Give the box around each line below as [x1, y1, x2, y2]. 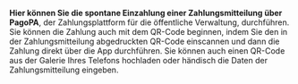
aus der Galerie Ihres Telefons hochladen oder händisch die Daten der [9, 55, 268, 65]
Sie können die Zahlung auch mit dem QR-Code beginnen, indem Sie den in [9, 27, 288, 37]
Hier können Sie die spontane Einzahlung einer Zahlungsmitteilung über [9, 8, 283, 18]
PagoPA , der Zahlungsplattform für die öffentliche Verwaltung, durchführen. [9, 17, 290, 28]
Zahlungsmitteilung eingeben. [9, 64, 119, 75]
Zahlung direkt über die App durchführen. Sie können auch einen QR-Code [9, 46, 285, 56]
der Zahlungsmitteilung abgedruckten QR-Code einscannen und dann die [9, 36, 280, 46]
